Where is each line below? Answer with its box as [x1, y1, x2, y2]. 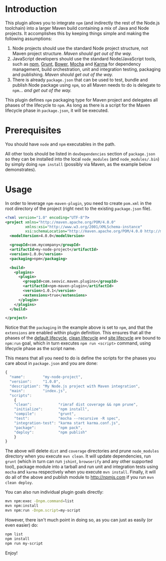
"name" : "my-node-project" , [9, 375, 83, 380]
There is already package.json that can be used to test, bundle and [12, 77, 148, 83]
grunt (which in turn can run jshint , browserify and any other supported [5, 459, 153, 464]
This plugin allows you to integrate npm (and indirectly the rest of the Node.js [5, 20, 160, 26]
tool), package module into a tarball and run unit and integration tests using [5, 464, 158, 470]
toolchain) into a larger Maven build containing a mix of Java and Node [5, 25, 149, 31]
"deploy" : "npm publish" [14, 430, 87, 435]
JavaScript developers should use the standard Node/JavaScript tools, [12, 55, 157, 61]
